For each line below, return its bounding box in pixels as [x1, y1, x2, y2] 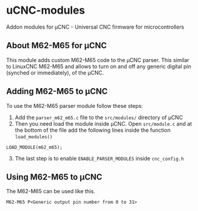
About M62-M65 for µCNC [6, 41, 107, 51]
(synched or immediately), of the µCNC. [6, 69, 104, 76]
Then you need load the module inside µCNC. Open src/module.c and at [14, 120, 192, 127]
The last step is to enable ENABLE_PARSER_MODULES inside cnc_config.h [14, 154, 184, 162]
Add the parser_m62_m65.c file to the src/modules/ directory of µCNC [14, 114, 183, 121]
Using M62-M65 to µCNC [6, 172, 103, 182]
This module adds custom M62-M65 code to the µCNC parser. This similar [6, 56, 190, 63]
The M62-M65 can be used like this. [6, 188, 95, 195]
